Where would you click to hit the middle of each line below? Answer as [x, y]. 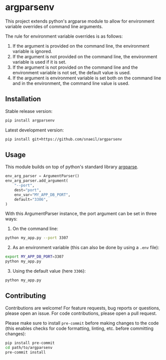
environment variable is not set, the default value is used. [72, 72]
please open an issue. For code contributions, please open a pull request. [81, 313]
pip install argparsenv [30, 120]
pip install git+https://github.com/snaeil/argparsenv [64, 139]
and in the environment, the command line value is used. [71, 83]
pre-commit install [26, 352]
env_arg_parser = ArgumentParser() [42, 176]
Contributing [26, 296]
